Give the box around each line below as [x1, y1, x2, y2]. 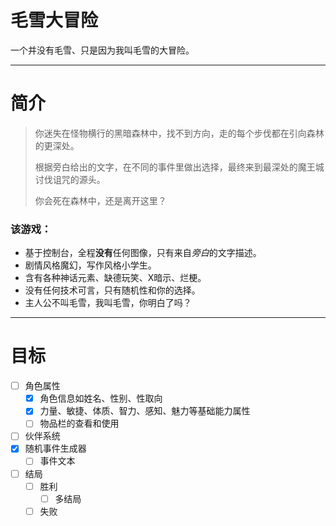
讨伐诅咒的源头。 [34, 173, 106, 185]
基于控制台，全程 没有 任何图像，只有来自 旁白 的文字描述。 [24, 247, 262, 259]
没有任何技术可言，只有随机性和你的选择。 [24, 284, 201, 296]
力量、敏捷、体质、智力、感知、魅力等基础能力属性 [39, 405, 251, 417]
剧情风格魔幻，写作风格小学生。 [24, 259, 157, 271]
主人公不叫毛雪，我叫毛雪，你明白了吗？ [24, 297, 192, 309]
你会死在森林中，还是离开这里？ [34, 194, 167, 206]
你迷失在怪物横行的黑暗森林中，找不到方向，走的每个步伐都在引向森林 [34, 127, 325, 139]
